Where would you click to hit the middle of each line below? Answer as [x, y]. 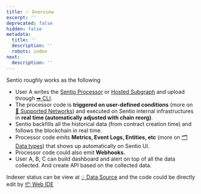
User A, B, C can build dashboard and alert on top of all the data [95, 159]
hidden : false [24, 29]
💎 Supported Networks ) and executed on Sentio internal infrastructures [104, 111]
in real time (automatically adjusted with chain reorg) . [84, 117]
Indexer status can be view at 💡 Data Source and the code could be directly [101, 177]
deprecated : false [29, 23]
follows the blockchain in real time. [58, 130]
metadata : [19, 35]
